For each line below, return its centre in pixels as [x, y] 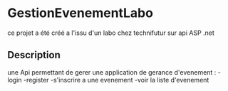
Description [34, 55]
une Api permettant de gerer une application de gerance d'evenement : [112, 72]
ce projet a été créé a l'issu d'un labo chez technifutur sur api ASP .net [111, 33]
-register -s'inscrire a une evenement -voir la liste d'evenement [116, 80]
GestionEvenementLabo [80, 13]
